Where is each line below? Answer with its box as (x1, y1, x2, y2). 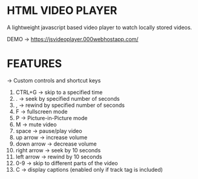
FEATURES (7, 57, 62, 70)
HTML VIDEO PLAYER (7, 4, 117, 18)
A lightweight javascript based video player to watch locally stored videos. (7, 24, 193, 31)
